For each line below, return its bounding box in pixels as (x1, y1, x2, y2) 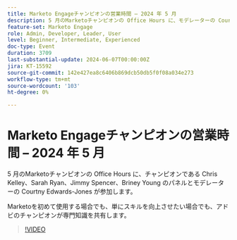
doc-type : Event (7, 43, 55, 50)
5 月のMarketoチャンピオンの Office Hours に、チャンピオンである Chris (7, 170, 218, 178)
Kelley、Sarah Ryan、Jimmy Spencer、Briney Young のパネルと (7, 179, 194, 187)
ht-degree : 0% (7, 89, 49, 96)
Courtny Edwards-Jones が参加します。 (20, 187, 137, 196)
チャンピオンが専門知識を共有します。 (19, 211, 130, 220)
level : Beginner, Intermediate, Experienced (7, 37, 140, 44)
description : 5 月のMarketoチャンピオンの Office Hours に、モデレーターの (7, 17, 216, 24)
